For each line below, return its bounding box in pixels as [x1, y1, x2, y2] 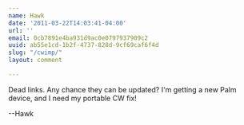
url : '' [8, 26, 34, 34]
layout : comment [8, 57, 62, 64]
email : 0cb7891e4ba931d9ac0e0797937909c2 [8, 33, 149, 42]
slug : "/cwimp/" [8, 49, 62, 57]
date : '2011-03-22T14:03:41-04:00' [8, 19, 127, 27]
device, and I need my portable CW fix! [8, 93, 138, 103]
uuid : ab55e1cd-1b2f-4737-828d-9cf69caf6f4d [8, 41, 159, 49]
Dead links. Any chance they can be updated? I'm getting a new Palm [8, 84, 237, 94]
